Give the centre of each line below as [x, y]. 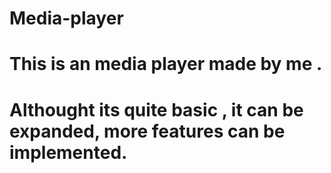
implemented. [68, 152]
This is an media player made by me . [166, 64]
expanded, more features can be [147, 131]
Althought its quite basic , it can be [156, 109]
